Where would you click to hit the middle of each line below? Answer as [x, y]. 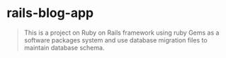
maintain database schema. [64, 47]
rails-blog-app [50, 13]
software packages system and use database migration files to [115, 40]
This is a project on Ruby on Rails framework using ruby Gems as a [122, 33]
